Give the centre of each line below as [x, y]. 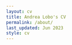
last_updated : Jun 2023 [35, 28]
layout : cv [19, 11]
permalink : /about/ [30, 22]
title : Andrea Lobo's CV [36, 17]
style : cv [18, 33]
